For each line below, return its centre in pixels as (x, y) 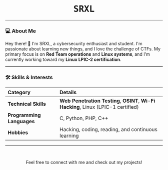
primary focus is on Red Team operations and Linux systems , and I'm (77, 54)
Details (68, 92)
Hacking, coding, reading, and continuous (108, 129)
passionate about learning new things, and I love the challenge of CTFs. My (83, 49)
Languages (21, 121)
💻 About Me (21, 31)
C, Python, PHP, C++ (84, 118)
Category (19, 92)
